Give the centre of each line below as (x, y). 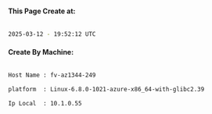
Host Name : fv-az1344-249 (52, 75)
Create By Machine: (41, 52)
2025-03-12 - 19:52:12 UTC (52, 34)
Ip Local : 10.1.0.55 (45, 104)
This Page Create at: (42, 11)
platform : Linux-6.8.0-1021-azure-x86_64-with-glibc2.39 (106, 90)
